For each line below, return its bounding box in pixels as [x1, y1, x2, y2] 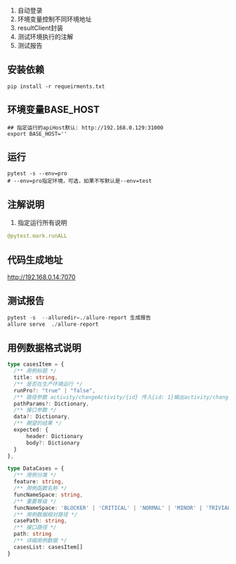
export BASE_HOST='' [7, 130, 68, 137]
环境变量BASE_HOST [7, 104, 100, 116]
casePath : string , [13, 518, 68, 525]
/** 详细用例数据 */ [13, 537, 67, 544]
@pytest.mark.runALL [7, 233, 68, 240]
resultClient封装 [17, 24, 63, 32]
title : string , [13, 374, 58, 381]
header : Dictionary [25, 432, 83, 440]
